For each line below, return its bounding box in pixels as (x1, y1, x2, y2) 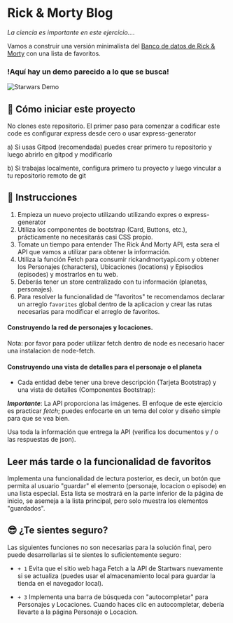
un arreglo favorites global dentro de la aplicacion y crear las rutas (17, 300, 213, 308)
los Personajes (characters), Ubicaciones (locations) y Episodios (17, 262, 204, 271)
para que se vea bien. (7, 414, 70, 423)
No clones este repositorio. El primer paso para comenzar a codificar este (7, 122, 220, 131)
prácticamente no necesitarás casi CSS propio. (17, 232, 153, 241)
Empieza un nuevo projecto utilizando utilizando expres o (17, 210, 183, 218)
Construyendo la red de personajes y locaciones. (7, 323, 153, 332)
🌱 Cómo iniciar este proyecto (7, 103, 136, 115)
